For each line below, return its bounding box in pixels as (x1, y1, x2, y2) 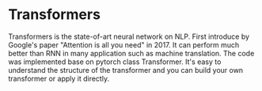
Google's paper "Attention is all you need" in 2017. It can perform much (8, 40, 240, 49)
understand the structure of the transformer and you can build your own (8, 65, 244, 74)
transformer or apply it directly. (8, 74, 109, 83)
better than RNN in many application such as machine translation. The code (8, 48, 255, 58)
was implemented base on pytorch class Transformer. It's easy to (8, 57, 222, 66)
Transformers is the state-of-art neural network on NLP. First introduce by (8, 32, 250, 41)
